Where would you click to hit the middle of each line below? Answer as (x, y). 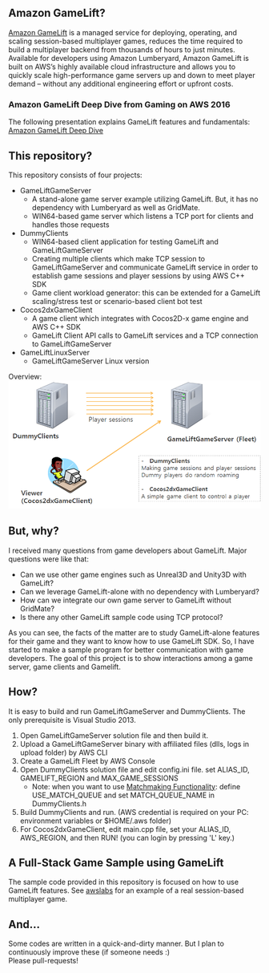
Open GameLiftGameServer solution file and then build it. (114, 735)
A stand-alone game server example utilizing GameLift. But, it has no (145, 199)
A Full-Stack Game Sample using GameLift (116, 863)
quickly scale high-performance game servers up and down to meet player (132, 75)
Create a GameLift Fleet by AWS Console (88, 760)
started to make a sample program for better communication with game (126, 650)
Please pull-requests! (43, 961)
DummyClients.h (59, 803)
